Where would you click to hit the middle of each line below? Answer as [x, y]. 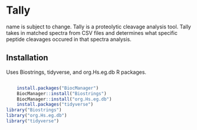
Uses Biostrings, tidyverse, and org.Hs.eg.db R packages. [76, 72]
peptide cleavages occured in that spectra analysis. [69, 39]
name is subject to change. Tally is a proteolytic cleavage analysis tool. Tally [99, 27]
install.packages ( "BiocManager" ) [58, 88]
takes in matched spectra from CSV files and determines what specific [92, 32]
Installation [27, 58]
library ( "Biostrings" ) [34, 110]
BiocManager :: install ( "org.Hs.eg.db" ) [64, 99]
